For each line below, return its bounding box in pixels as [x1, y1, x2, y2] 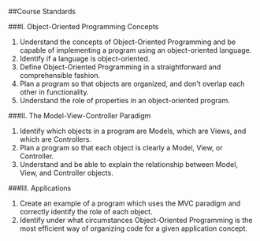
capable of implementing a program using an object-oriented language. [19, 46, 252, 54]
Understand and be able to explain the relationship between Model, [19, 160, 239, 169]
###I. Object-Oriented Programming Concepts [8, 22, 159, 31]
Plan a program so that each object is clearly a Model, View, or [19, 143, 223, 152]
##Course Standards [8, 7, 76, 16]
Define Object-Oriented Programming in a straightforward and [19, 62, 221, 72]
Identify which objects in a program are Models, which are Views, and [19, 126, 247, 135]
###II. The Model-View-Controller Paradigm [8, 111, 151, 120]
